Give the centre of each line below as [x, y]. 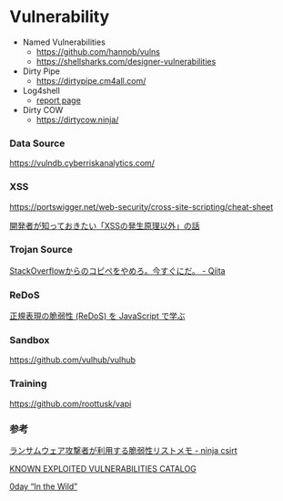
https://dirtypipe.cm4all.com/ [91, 80]
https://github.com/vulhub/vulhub [73, 360]
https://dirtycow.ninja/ [77, 120]
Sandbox [30, 340]
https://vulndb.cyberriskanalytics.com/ [82, 163]
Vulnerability [60, 17]
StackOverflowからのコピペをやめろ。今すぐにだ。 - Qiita [117, 270]
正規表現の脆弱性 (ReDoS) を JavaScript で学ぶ [97, 316]
